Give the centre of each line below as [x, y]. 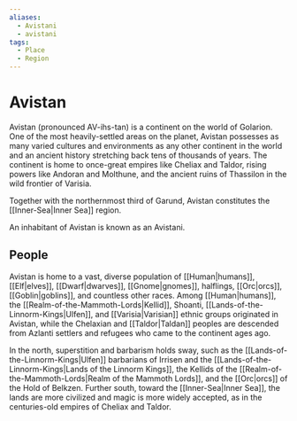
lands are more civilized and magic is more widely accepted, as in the [136, 397]
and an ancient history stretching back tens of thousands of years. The [138, 155]
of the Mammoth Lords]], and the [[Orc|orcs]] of [200, 378]
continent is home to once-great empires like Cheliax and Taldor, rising [138, 164]
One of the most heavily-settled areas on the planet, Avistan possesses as [144, 136]
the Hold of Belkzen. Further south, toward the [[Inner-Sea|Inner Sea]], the [145, 387]
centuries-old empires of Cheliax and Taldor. [90, 406]
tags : [19, 42]
